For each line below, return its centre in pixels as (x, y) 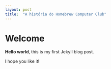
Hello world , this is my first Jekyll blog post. (50, 52)
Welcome (25, 38)
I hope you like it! (22, 61)
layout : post (18, 10)
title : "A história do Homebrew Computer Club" (56, 14)
